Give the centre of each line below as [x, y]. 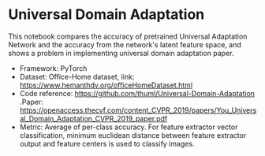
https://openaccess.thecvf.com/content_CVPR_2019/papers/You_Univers [138, 110]
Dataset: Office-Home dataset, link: [77, 76]
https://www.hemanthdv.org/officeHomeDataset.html [106, 85]
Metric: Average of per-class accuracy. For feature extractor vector [129, 127]
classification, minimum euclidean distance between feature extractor [133, 135]
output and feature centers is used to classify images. [107, 143]
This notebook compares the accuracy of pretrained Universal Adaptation [128, 36]
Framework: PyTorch [53, 68]
